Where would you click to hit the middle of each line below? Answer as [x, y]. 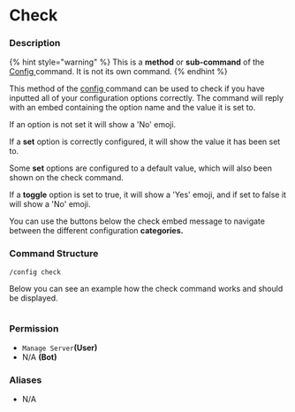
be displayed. [34, 298]
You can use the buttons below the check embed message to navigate [137, 221]
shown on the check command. [66, 178]
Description [35, 43]
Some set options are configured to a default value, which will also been [140, 168]
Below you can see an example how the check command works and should [146, 288]
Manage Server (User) [60, 348]
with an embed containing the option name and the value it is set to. [132, 108]
